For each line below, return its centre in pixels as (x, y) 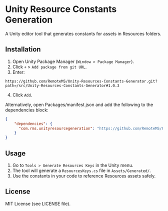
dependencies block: (27, 110)
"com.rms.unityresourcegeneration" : (56, 128)
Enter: (18, 72)
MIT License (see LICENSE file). (38, 203)
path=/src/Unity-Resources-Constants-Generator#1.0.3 (62, 85)
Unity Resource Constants (61, 9)
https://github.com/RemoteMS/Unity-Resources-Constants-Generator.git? (81, 81)
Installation (23, 49)
